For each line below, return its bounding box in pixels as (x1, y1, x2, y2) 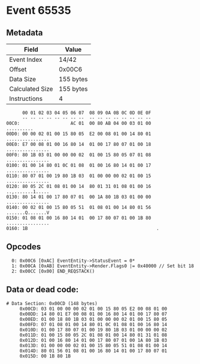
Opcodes (6, 241, 41, 252)
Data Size (9, 75, 37, 83)
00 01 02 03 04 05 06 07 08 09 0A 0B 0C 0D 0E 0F (22, 110, 151, 116)
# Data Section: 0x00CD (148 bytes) (6, 300, 98, 306)
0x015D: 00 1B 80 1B (19, 353, 71, 359)
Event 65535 (6, 4, 71, 17)
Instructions (9, 94, 43, 103)
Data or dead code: (6, 285, 79, 295)
